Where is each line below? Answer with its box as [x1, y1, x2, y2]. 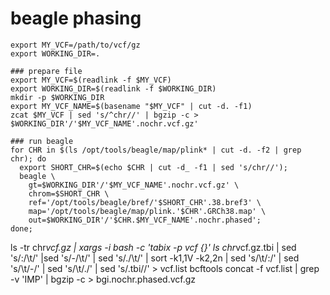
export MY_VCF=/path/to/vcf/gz [10, 40, 141, 50]
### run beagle [10, 136, 74, 146]
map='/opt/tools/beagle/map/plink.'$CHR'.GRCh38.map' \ [28, 206, 267, 216]
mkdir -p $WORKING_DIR [10, 92, 105, 102]
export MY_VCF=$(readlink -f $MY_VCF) [10, 75, 172, 85]
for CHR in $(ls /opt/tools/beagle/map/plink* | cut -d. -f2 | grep [10, 145, 302, 155]
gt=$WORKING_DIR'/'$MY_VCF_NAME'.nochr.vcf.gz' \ [28, 180, 240, 190]
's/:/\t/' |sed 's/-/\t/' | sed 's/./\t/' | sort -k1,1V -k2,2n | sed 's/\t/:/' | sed [10, 252, 300, 264]
